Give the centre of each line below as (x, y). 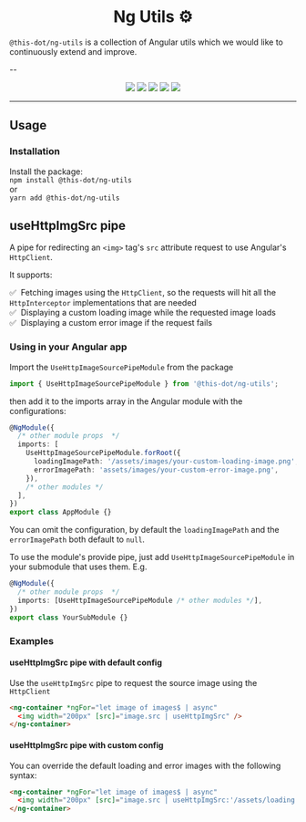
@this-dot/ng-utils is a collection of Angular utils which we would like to (147, 42)
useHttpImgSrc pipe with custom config (87, 744)
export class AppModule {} (61, 513)
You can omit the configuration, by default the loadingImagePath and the (144, 530)
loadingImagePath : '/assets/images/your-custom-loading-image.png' (164, 462)
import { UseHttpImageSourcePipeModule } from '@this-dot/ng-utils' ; (144, 384)
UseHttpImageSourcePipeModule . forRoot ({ (103, 453)
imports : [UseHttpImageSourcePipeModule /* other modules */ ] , (140, 600)
